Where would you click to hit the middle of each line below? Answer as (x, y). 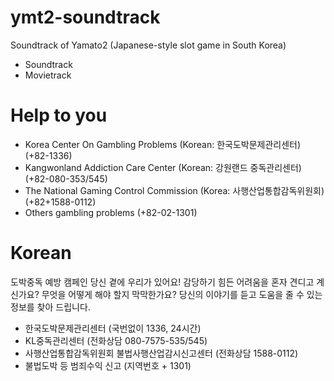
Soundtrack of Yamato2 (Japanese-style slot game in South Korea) (148, 45)
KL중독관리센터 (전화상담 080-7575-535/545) (116, 340)
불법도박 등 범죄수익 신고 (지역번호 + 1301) (108, 365)
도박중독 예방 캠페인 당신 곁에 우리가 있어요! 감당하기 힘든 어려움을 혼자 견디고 (162, 282)
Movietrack (48, 75)
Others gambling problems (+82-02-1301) (111, 212)
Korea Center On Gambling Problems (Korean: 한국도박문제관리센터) (163, 144)
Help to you (59, 115)
